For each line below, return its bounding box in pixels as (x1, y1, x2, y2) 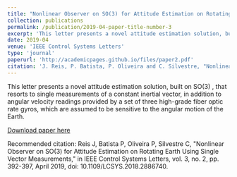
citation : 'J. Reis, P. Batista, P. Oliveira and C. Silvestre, (7, 63, 200, 70)
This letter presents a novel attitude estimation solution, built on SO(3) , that (7, 82, 227, 90)
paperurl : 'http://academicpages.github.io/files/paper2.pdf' (7, 56, 194, 63)
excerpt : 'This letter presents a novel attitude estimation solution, (7, 30, 222, 37)
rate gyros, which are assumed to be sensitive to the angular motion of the (7, 104, 224, 113)
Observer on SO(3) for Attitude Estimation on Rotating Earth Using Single (7, 147, 219, 155)
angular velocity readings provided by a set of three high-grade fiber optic (7, 97, 224, 106)
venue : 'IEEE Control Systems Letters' (7, 43, 125, 50)
